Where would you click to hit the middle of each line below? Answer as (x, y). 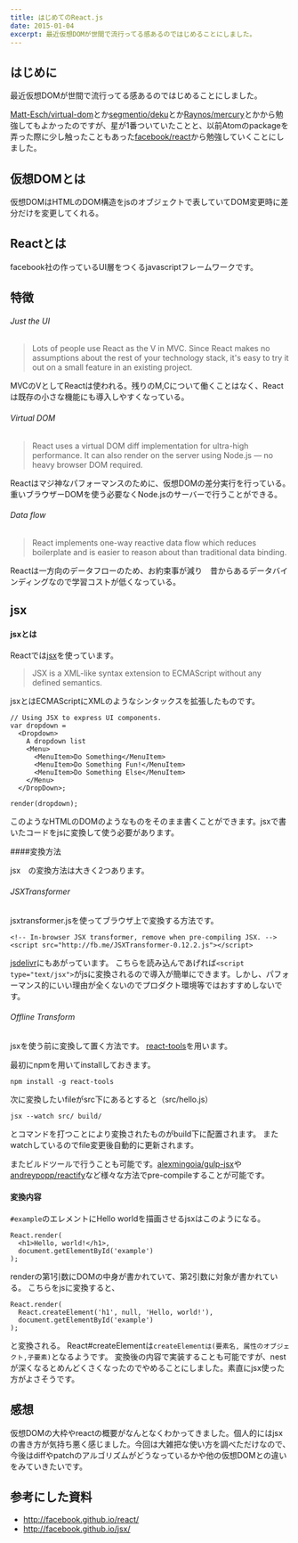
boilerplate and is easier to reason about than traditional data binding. (159, 552)
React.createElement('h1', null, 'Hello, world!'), (116, 1313)
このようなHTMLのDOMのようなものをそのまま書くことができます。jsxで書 (149, 822)
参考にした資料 (51, 1497)
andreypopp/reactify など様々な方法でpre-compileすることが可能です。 (140, 1175)
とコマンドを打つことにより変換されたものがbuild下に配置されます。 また (145, 1134)
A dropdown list (56, 742)
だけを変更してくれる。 (60, 213)
